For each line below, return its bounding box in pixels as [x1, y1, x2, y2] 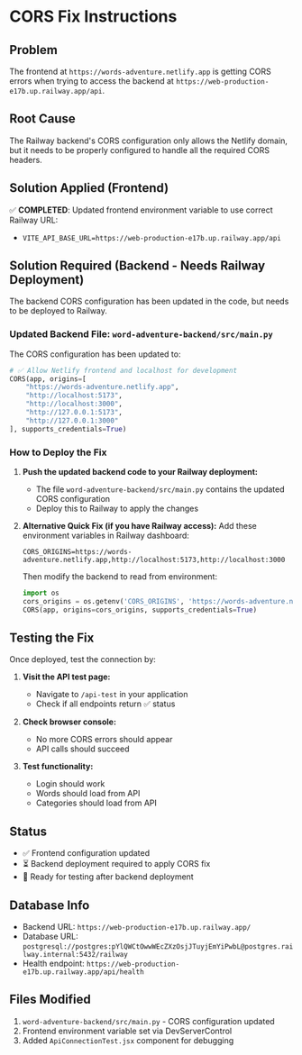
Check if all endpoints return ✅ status [35, 698, 176, 709]
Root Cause [9, 111, 77, 127]
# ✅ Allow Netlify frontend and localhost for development [9, 366, 237, 375]
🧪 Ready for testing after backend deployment [22, 871, 194, 882]
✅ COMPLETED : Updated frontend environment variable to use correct [9, 205, 273, 215]
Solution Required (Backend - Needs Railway [9, 259, 266, 274]
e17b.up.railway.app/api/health [22, 968, 144, 977]
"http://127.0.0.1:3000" [25, 416, 119, 425]
